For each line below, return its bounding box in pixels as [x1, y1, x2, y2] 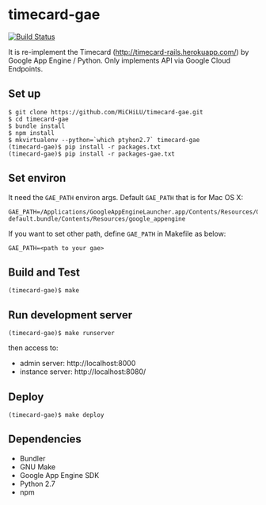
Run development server [8, 308, 133, 322]
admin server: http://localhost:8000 [19, 359, 136, 368]
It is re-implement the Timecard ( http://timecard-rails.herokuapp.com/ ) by [8, 47, 249, 56]
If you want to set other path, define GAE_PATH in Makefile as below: [8, 229, 226, 238]
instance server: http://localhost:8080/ [19, 367, 146, 376]
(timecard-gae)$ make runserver [8, 330, 115, 337]
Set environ [8, 172, 66, 185]
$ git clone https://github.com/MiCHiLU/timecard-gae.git [8, 108, 203, 116]
